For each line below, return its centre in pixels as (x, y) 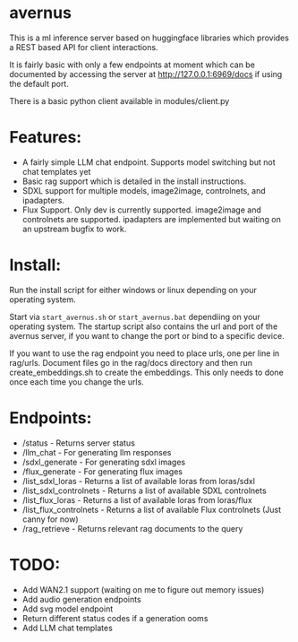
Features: (46, 138)
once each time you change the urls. (77, 382)
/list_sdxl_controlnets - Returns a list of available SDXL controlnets (144, 490)
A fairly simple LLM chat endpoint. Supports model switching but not (149, 162)
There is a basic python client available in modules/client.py (119, 100)
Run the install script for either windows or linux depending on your (133, 290)
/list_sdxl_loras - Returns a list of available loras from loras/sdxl (138, 481)
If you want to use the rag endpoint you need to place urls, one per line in (145, 353)
